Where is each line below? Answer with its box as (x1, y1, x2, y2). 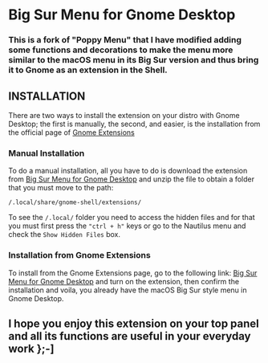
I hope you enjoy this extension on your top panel (8, 316, 259, 330)
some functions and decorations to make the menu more (8, 44, 233, 55)
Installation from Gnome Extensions (8, 250, 151, 261)
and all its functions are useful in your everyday (8, 329, 251, 343)
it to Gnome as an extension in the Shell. (8, 64, 169, 75)
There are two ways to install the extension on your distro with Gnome (8, 110, 240, 120)
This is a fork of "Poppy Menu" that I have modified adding (8, 35, 242, 46)
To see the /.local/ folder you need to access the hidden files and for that (8, 213, 255, 222)
